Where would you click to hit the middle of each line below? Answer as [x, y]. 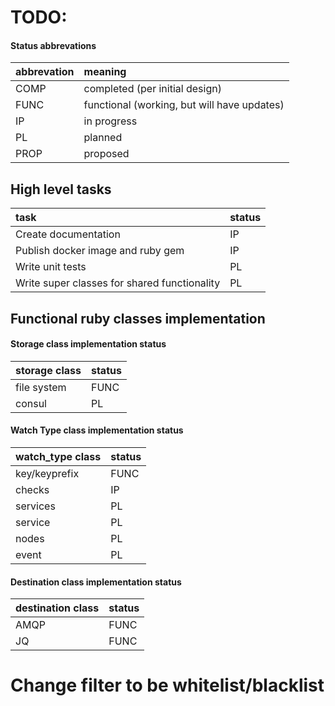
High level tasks [61, 189]
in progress [110, 121]
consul [31, 403]
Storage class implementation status [88, 344]
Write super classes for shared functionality [118, 283]
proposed [106, 154]
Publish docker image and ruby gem [100, 251]
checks [32, 489]
